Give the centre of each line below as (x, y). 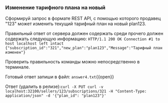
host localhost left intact (35, 44)
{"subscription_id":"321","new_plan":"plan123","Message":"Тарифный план (84, 48)
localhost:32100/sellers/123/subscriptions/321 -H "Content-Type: (76, 91)
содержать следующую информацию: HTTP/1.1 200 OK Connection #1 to (83, 39)
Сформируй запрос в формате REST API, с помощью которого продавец (83, 19)
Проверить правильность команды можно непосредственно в (72, 62)
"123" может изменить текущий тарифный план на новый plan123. (76, 24)
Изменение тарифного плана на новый (55, 8)
